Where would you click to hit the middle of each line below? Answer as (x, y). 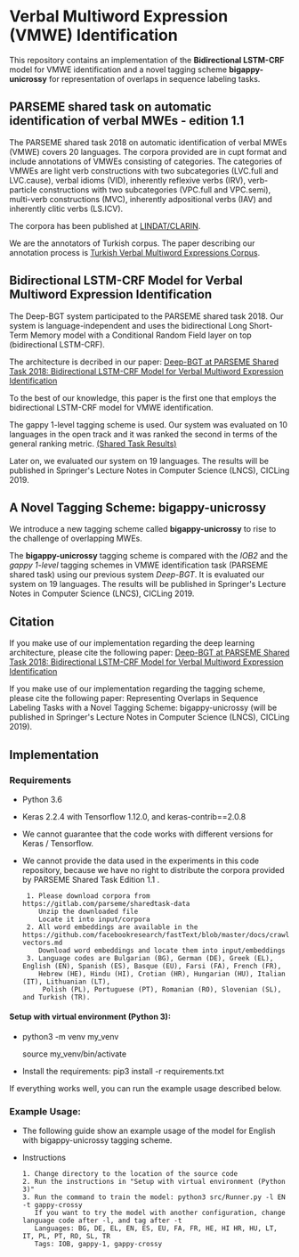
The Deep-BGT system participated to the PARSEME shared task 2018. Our (146, 316)
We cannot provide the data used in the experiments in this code (141, 861)
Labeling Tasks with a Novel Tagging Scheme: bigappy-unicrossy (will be (143, 708)
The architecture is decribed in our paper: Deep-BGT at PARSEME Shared (144, 362)
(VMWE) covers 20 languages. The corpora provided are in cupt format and (148, 151)
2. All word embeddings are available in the (112, 927)
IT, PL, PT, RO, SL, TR (66, 1237)
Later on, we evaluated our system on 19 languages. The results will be (139, 461)
